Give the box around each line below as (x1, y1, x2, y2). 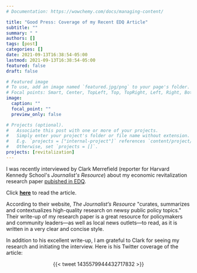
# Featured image (6, 79, 49, 85)
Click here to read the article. (6, 189, 77, 196)
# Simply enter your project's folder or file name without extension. (6, 133, 191, 139)
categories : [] (6, 46, 43, 53)
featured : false (6, 63, 46, 69)
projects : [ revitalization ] (6, 149, 75, 155)
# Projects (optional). (6, 122, 64, 128)
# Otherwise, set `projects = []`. (6, 144, 98, 150)
